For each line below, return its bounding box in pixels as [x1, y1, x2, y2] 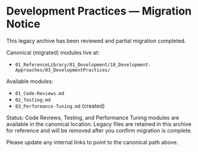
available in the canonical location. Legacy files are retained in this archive [6, 120, 192, 128]
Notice [6, 17, 41, 31]
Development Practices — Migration [6, 4, 192, 18]
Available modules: [6, 78, 53, 85]
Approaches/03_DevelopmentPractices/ [15, 67, 111, 73]
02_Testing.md [15, 97, 51, 103]
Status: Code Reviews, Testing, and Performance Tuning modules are [6, 114, 180, 121]
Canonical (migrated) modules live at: [6, 48, 100, 56]
